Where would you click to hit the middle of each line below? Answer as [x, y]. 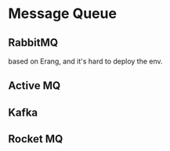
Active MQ [34, 86]
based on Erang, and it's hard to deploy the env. [85, 61]
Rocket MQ [36, 139]
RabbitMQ [33, 43]
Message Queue [63, 14]
